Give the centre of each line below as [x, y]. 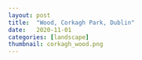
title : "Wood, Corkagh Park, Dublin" [71, 23]
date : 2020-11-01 [40, 30]
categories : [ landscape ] [49, 37]
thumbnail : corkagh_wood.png [56, 44]
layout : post [29, 15]
